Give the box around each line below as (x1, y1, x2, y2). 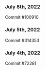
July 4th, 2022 (5, 49, 41, 56)
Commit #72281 (5, 60, 37, 66)
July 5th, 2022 (5, 27, 40, 33)
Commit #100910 (5, 14, 39, 20)
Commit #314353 (5, 37, 40, 43)
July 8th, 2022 (5, 3, 40, 10)
